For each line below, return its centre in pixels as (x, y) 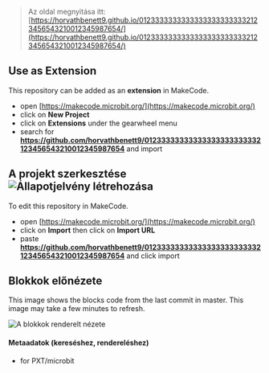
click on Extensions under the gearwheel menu (99, 123)
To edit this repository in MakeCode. (68, 206)
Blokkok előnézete (55, 281)
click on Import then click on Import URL (88, 230)
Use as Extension (53, 71)
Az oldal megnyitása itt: (67, 12)
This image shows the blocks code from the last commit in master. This (126, 300)
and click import (153, 256)
